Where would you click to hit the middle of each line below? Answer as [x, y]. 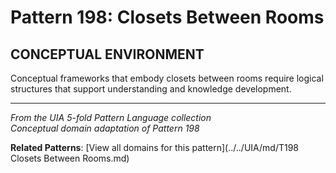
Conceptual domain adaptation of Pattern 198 [105, 128]
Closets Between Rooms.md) [70, 158]
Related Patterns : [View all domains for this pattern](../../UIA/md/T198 [155, 147]
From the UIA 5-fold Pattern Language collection [111, 117]
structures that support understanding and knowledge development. [151, 89]
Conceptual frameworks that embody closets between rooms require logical [167, 78]
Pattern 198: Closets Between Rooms [167, 17]
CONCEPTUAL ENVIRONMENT [107, 54]
